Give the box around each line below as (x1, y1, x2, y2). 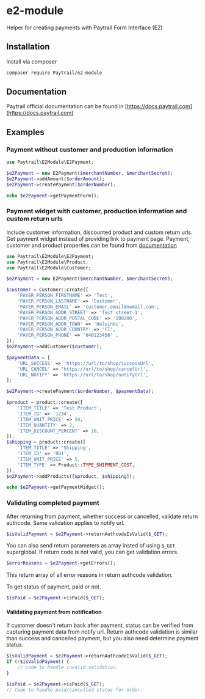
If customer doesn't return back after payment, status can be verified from (6, 621, 193, 629)
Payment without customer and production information (6, 145, 173, 153)
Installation (6, 42, 50, 52)
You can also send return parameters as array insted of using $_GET (6, 542, 176, 549)
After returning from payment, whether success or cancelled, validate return (6, 513, 198, 520)
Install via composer (6, 57, 57, 65)
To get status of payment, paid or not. (6, 583, 101, 590)
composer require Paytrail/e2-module (6, 70, 103, 76)
